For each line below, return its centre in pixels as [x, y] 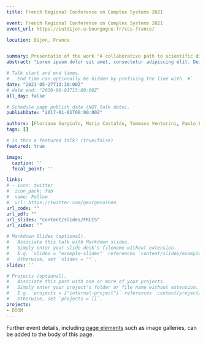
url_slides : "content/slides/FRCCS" [53, 220]
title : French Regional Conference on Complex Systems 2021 [85, 12]
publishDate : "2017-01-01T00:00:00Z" [55, 113]
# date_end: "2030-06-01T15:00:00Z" [53, 90]
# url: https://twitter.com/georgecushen [61, 202]
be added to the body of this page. [50, 334]
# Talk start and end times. [44, 73]
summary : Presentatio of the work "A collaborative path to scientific [100, 56]
